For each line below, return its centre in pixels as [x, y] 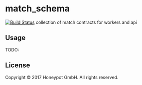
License [18, 65]
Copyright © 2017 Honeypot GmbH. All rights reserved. [62, 77]
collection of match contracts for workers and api [86, 22]
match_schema [38, 9]
